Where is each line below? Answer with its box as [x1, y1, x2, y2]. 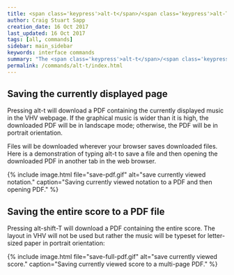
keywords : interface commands [7, 50, 95, 57]
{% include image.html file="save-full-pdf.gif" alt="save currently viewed [7, 253, 218, 261]
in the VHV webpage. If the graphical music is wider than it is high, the [7, 114, 209, 122]
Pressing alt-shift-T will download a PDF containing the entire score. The [7, 224, 216, 232]
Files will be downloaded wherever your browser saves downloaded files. [7, 142, 218, 151]
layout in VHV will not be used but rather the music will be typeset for [7, 232, 206, 240]
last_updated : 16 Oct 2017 [7, 29, 86, 37]
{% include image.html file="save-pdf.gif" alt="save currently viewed [7, 170, 206, 179]
